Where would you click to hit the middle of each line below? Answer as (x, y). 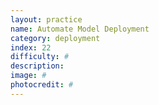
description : (37, 66)
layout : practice (46, 19)
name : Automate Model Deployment (80, 29)
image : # (28, 76)
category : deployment (55, 38)
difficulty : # (40, 57)
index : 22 (31, 47)
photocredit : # (42, 85)
